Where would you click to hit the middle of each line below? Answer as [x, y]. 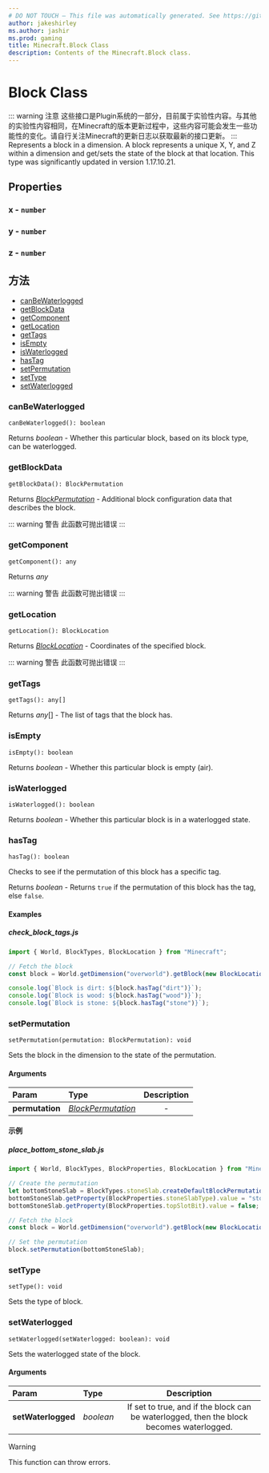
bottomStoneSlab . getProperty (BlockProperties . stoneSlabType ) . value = [127, 1198]
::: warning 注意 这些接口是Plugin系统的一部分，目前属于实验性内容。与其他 [133, 115]
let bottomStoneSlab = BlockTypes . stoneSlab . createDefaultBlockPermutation [137, 1191]
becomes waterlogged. [189, 1427]
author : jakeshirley [43, 23]
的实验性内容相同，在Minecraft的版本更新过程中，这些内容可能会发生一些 [129, 126]
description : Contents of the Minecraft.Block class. [100, 53]
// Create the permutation [53, 1184]
